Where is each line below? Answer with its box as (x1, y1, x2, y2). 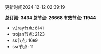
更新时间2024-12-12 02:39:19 (5, 4, 65, 10)
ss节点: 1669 (12, 37, 38, 43)
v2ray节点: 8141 (12, 25, 44, 31)
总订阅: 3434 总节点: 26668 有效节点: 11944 (5, 15, 96, 21)
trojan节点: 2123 (12, 31, 45, 37)
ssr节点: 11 (12, 44, 34, 49)
